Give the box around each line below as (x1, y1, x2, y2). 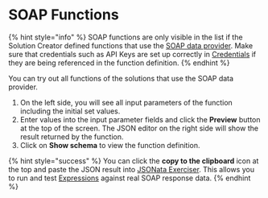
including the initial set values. (19, 106, 121, 116)
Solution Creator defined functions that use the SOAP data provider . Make (8, 40, 254, 50)
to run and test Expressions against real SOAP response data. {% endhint (8, 173, 251, 183)
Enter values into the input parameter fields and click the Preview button (19, 114, 261, 124)
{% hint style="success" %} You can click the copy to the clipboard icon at (8, 155, 259, 166)
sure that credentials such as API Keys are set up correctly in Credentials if (8, 49, 257, 59)
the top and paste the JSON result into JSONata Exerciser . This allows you (8, 164, 255, 174)
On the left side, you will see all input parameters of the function (19, 97, 233, 107)
